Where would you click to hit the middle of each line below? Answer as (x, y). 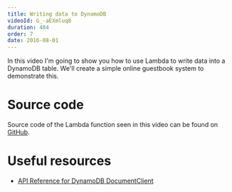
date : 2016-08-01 (33, 41)
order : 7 (20, 34)
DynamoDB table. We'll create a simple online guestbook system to (106, 69)
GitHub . (19, 132)
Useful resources (59, 161)
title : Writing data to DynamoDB (57, 14)
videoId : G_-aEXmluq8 (39, 21)
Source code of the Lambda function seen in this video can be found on (113, 125)
